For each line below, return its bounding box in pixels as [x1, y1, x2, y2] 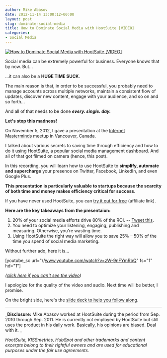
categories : [5, 30, 30, 35]
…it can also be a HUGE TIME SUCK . [5, 73, 81, 79]
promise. [5, 287, 23, 293]
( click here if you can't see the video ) [5, 272, 82, 278]
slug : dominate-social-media [5, 21, 66, 26]
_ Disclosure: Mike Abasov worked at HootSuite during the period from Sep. [5, 311, 160, 317]
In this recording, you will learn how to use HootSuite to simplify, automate [5, 163, 159, 169]
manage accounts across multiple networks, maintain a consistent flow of [5, 88, 156, 94]
